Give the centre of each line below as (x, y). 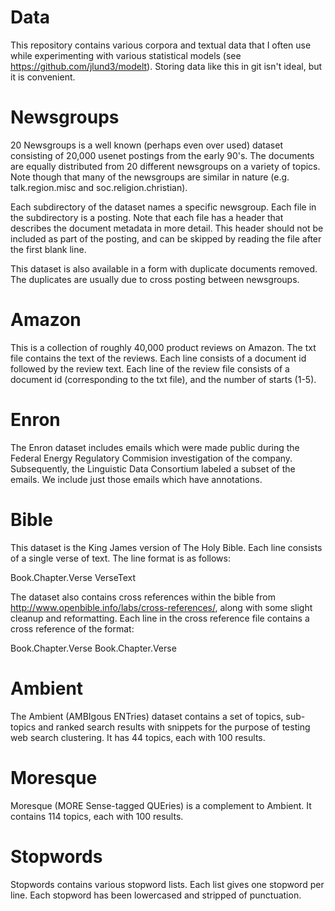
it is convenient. (43, 77)
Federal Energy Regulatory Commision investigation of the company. (151, 458)
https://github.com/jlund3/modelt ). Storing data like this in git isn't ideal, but (166, 66)
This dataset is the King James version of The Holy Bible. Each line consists (166, 547)
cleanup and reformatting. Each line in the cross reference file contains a (160, 618)
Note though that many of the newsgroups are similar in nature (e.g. (150, 177)
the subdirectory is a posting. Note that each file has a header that (147, 217)
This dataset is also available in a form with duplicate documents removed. (164, 268)
